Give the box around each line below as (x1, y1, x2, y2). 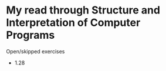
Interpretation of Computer (6, 16, 141, 29)
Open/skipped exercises (6, 48, 65, 55)
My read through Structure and (6, 4, 160, 17)
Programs (6, 29, 55, 42)
